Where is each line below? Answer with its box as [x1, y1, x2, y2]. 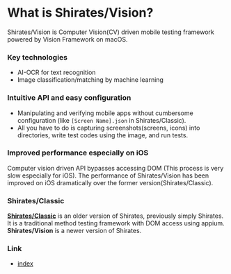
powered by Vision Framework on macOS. [7, 35, 128, 43]
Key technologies [7, 52, 68, 62]
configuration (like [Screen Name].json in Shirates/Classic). [17, 116, 186, 124]
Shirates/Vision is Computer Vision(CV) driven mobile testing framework [7, 28, 214, 36]
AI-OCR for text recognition [17, 68, 96, 77]
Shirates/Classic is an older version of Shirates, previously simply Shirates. [7, 212, 224, 220]
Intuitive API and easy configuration [7, 93, 132, 103]
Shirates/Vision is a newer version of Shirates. [7, 227, 142, 235]
